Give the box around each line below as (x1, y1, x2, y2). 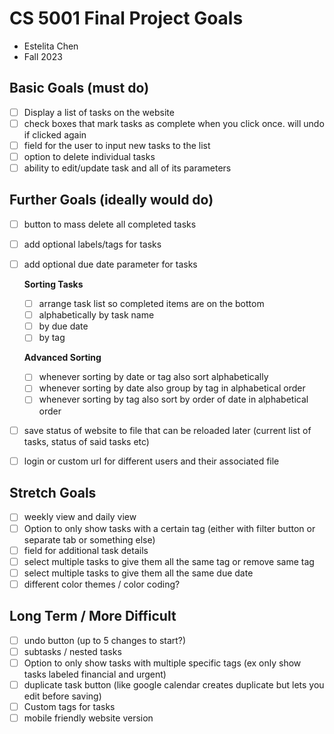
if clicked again (23, 128, 87, 141)
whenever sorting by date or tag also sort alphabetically (38, 371, 269, 383)
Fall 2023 (23, 50, 63, 62)
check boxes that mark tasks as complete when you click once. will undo (23, 117, 325, 129)
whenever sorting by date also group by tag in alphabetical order (38, 382, 306, 394)
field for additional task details (23, 544, 149, 556)
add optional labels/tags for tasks (23, 238, 162, 250)
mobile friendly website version (23, 712, 154, 724)
